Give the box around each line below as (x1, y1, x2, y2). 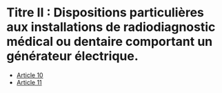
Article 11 (16, 78, 42, 86)
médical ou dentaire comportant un (6, 34, 213, 49)
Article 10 (16, 70, 43, 79)
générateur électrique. (6, 49, 139, 64)
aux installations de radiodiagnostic (6, 19, 216, 35)
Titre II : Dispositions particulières (6, 5, 205, 21)
